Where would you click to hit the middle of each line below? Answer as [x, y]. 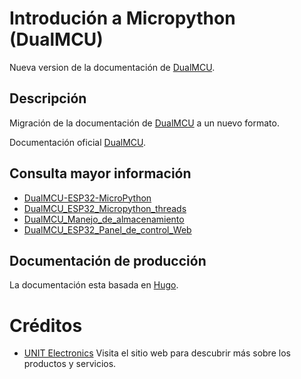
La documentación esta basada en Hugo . [94, 285]
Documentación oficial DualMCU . [78, 142]
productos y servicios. [70, 364]
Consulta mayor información [100, 173]
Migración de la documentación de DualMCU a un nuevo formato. [144, 123]
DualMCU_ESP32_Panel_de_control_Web [107, 229]
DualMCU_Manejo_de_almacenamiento [104, 219]
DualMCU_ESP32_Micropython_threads [105, 208]
